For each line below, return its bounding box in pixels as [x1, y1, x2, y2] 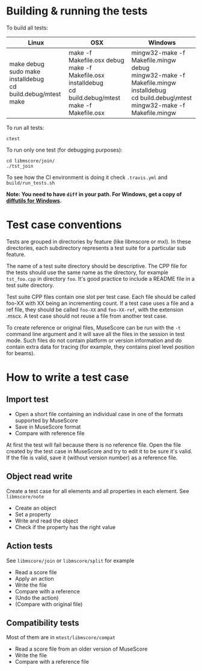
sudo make [9, 67, 41, 76]
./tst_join [6, 163, 34, 169]
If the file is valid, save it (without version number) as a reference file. [6, 454, 178, 461]
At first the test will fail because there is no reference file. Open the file [6, 441, 182, 449]
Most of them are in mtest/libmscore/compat [6, 634, 115, 641]
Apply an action [14, 575, 54, 582]
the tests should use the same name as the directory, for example [6, 269, 168, 276]
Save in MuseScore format [14, 423, 81, 430]
